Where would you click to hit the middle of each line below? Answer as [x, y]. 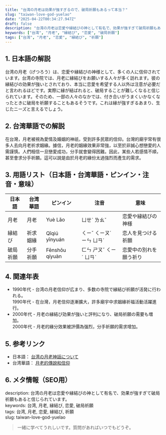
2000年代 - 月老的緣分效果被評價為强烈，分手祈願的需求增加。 [76, 327]
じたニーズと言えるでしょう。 [35, 109]
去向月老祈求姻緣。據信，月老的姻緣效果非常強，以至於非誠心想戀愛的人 [87, 145]
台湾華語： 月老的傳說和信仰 [41, 362]
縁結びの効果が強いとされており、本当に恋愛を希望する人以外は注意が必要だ [83, 84]
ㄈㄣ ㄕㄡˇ [93, 250]
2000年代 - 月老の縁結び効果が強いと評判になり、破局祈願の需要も [81, 314]
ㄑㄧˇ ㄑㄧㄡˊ [97, 233]
